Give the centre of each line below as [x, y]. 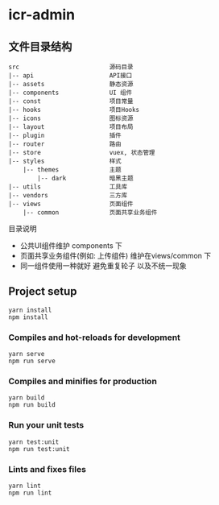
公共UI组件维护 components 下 [71, 246]
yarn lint [25, 486]
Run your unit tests [46, 425]
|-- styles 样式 [65, 161]
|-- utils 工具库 [68, 187]
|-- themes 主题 [72, 170]
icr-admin [42, 15]
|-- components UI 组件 [70, 93]
